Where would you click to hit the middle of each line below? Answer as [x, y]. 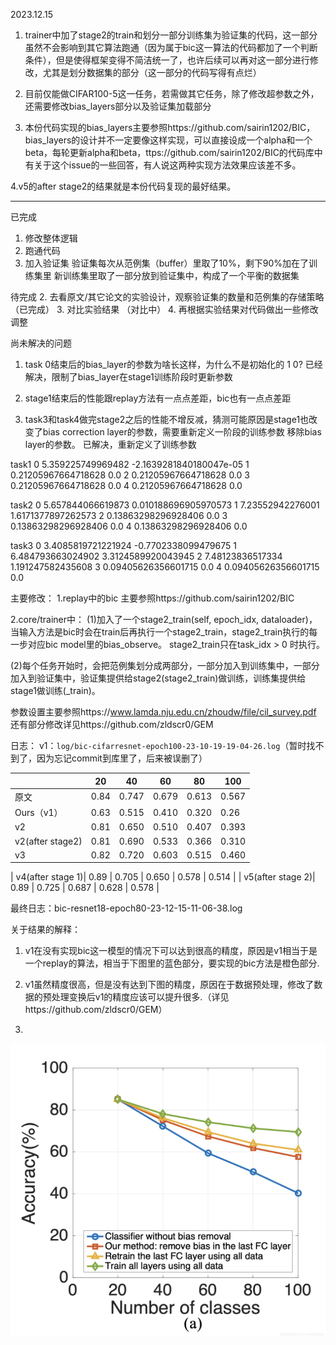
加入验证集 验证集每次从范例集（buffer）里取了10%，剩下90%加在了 [166, 263]
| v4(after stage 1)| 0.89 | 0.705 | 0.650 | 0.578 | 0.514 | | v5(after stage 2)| [163, 877]
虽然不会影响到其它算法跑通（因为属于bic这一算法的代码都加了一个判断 [171, 47]
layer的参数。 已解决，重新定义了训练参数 [110, 444]
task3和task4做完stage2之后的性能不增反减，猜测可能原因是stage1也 [167, 419]
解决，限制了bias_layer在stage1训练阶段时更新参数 [128, 377]
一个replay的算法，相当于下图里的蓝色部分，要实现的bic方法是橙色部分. [172, 963]
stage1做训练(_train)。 [55, 690]
